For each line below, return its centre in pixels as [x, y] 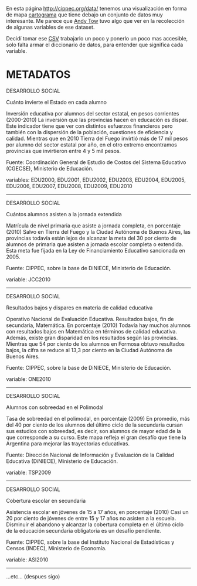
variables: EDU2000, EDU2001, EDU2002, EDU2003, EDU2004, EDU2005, [96, 180]
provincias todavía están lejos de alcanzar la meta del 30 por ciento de [91, 238]
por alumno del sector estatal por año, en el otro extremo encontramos [92, 144]
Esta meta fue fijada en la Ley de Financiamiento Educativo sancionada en [96, 250]
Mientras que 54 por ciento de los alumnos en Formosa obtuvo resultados [95, 344]
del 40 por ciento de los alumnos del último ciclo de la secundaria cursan [94, 425]
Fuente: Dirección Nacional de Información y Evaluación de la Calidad [90, 455]
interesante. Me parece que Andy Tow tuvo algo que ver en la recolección [95, 21]
